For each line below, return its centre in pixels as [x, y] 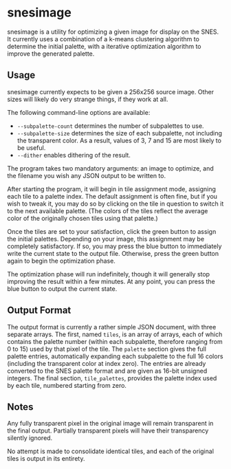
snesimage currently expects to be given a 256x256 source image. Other [111, 91]
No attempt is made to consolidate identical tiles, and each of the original [111, 451]
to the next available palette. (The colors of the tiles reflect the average [108, 210]
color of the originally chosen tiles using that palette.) [82, 218]
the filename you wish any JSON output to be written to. [87, 175]
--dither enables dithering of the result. [74, 155]
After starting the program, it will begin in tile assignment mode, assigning [112, 189]
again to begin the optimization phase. [61, 261]
